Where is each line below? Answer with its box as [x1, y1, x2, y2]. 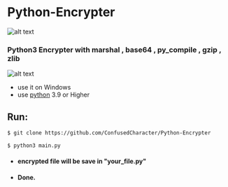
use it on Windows [17, 83, 71, 92]
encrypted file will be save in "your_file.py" [17, 157, 147, 165]
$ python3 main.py [7, 141, 61, 149]
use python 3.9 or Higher [17, 90, 90, 99]
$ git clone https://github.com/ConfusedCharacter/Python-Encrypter [7, 130, 211, 137]
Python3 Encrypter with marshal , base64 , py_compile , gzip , [7, 45, 222, 55]
